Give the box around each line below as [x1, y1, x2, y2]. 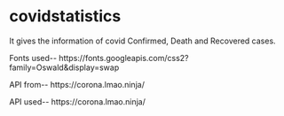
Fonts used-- [9, 52, 58, 63]
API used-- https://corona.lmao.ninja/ [9, 96, 146, 107]
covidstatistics [9, 6, 122, 27]
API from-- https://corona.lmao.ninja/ [9, 79, 145, 89]
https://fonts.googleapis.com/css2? [59, 52, 189, 63]
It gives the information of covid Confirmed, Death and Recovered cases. [9, 35, 277, 46]
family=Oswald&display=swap [9, 62, 120, 73]
